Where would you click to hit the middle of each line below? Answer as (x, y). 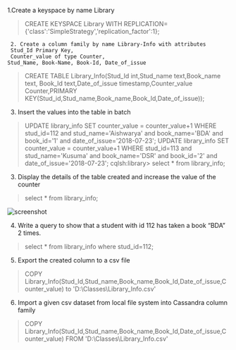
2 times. (29, 233)
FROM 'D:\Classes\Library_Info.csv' (117, 339)
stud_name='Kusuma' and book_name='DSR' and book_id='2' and (121, 156)
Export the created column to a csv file (74, 260)
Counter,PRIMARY (51, 91)
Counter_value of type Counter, (58, 56)
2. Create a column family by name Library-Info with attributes (108, 44)
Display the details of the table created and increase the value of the (117, 177)
